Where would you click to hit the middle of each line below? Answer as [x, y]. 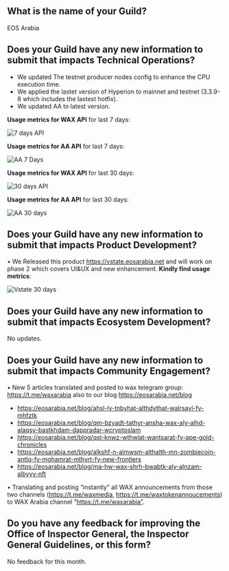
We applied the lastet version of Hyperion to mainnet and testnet [108, 91]
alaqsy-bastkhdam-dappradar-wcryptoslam [79, 430]
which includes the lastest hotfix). [70, 98]
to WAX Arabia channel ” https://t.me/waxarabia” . [76, 502]
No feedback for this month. [47, 561]
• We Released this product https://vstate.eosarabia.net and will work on [110, 261]
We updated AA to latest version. [63, 106]
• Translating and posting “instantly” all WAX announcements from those [110, 487]
